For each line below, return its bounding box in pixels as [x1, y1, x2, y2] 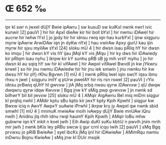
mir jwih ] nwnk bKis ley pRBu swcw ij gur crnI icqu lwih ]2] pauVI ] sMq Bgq [5, 124, 161, 130]
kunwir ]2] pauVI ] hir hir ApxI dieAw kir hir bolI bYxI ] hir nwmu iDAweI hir [5, 29, 155, 35]
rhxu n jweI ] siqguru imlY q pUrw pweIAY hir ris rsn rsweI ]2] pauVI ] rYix [5, 76, 155, 82]
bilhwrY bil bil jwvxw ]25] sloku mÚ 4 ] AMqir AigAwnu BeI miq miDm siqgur [5, 92, 160, 98]
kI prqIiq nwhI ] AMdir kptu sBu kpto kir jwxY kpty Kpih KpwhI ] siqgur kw [5, 97, 154, 103]
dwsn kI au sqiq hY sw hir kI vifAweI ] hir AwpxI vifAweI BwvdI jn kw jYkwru [5, 60, 158, 67]
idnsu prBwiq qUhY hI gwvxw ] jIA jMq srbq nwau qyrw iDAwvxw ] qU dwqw [5, 82, 161, 88]
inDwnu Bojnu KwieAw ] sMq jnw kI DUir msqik [5, 134, 100, 140]
